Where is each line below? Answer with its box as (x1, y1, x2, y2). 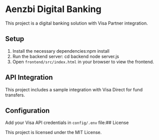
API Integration (5, 73, 53, 82)
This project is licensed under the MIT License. (5, 129, 102, 135)
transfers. (5, 92, 25, 98)
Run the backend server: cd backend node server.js (12, 53, 119, 59)
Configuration (5, 106, 50, 115)
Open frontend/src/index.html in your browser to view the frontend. (12, 59, 154, 65)
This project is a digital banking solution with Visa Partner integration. (5, 20, 148, 26)
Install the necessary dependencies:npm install (12, 48, 110, 54)
